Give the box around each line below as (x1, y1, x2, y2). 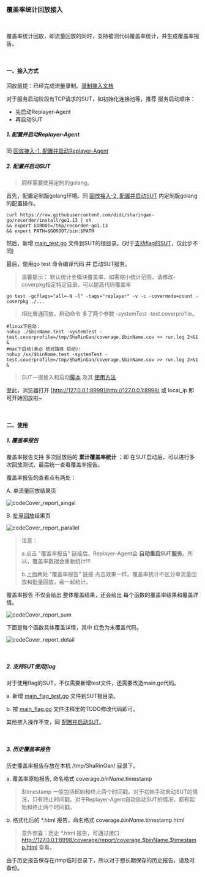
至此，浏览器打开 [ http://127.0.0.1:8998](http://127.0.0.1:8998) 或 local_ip (6, 387, 188, 394)
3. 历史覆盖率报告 (6, 745, 51, 753)
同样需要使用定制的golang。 (21, 179, 93, 186)
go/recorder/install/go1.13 (6, 218, 78, 224)
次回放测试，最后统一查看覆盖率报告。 (6, 461, 103, 468)
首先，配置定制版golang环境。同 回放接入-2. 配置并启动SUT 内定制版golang (6, 192, 198, 200)
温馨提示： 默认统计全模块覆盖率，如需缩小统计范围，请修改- (21, 273, 176, 281)
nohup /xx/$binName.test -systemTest (6, 351, 103, 358)
